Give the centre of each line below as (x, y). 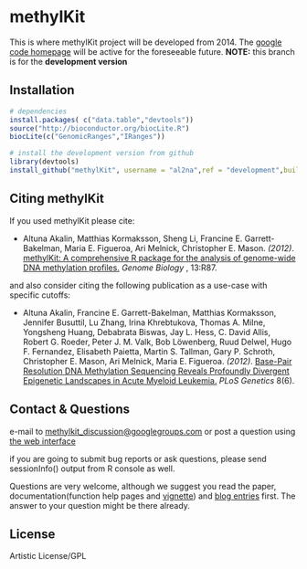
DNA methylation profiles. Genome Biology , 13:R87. (120, 268)
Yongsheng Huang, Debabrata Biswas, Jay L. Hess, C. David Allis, (147, 332)
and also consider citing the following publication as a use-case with (138, 285)
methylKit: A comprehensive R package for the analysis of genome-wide (159, 258)
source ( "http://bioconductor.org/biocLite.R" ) (100, 128)
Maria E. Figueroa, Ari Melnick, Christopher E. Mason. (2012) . (180, 248)
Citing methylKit (57, 199)
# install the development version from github (102, 153)
